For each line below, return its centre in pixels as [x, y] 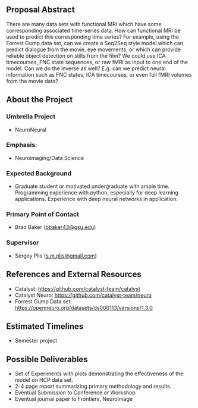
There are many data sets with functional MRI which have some [84, 24]
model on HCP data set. [44, 380]
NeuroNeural [30, 130]
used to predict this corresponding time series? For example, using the [93, 37]
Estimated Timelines [45, 326]
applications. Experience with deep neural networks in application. [96, 199]
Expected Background [39, 173]
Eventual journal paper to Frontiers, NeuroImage [73, 399]
